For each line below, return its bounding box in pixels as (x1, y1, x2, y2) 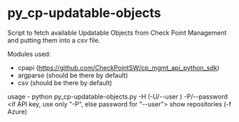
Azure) (7, 107, 27, 116)
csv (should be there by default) (17, 78, 113, 87)
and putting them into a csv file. (7, 35, 101, 44)
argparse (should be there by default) (17, 71, 128, 79)
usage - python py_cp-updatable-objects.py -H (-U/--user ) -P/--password (7, 92, 228, 101)
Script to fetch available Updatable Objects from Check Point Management (7, 28, 227, 37)
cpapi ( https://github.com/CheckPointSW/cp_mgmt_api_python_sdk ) (17, 63, 220, 72)
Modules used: (7, 50, 51, 58)
